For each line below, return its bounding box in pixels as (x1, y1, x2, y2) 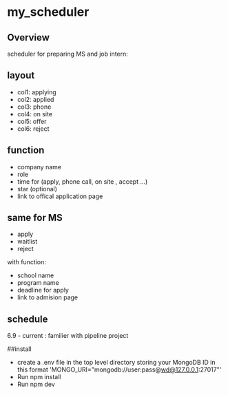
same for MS (7, 212, 63, 224)
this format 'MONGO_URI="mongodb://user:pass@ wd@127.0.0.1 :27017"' (17, 365, 222, 374)
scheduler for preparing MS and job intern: (7, 50, 129, 58)
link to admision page (17, 293, 79, 301)
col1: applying (17, 87, 56, 96)
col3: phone (17, 103, 52, 111)
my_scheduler (7, 4, 90, 20)
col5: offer (17, 117, 47, 125)
